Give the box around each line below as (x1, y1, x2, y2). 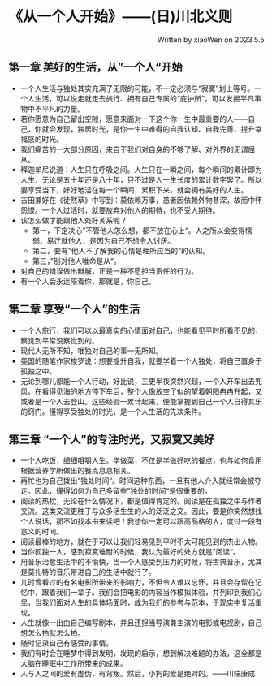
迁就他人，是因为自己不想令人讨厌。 (54, 235, 175, 245)
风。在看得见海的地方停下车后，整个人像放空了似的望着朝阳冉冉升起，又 (19, 386, 262, 396)
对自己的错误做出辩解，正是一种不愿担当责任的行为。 (19, 265, 199, 276)
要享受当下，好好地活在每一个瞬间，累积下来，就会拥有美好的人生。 (19, 184, 248, 195)
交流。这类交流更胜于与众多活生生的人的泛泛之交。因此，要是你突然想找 (19, 507, 262, 516)
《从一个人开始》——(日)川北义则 (8, 7, 233, 26)
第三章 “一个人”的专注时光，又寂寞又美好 (8, 432, 215, 447)
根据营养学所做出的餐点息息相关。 (19, 466, 135, 476)
